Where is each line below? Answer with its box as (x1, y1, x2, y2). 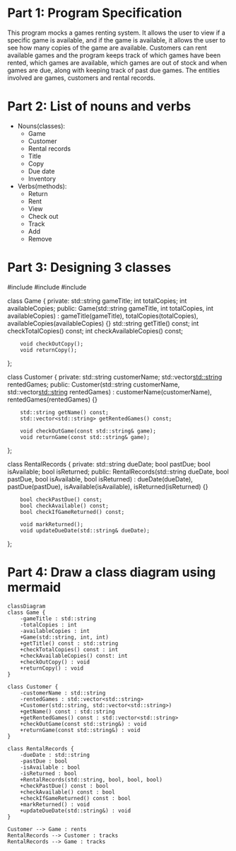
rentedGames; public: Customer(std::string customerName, (7, 380, 180, 389)
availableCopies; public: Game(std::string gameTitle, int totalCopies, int (7, 304, 214, 312)
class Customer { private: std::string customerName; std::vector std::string (7, 372, 223, 381)
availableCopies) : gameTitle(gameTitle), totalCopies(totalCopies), (7, 312, 199, 320)
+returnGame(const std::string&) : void (20, 726, 141, 733)
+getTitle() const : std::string (20, 639, 119, 647)
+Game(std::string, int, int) (20, 634, 110, 641)
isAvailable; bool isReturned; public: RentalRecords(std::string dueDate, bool (7, 467, 230, 476)
